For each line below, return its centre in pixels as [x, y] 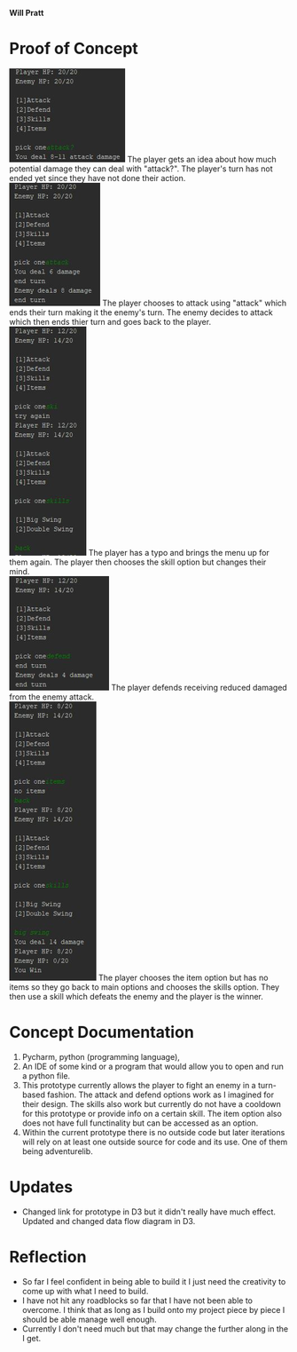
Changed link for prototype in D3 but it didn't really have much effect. [149, 1212]
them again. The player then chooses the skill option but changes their [138, 562]
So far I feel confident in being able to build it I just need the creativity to [154, 1281]
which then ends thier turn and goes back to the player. [110, 321]
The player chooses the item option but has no [183, 977]
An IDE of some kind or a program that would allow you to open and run [152, 1066]
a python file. [46, 1075]
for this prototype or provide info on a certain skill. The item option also [152, 1113]
